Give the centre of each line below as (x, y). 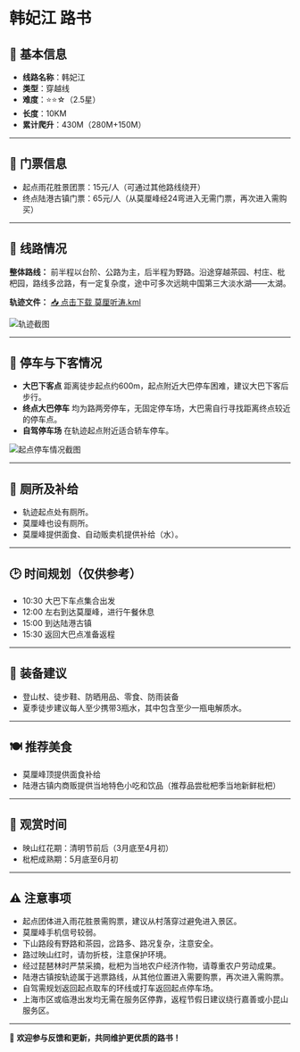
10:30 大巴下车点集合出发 (69, 601)
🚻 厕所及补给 (44, 489)
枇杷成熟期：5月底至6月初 (70, 859)
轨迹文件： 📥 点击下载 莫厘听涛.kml (75, 302)
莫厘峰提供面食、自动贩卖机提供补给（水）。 (102, 534)
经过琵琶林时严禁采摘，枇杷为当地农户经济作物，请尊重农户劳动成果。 (151, 966)
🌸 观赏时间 (38, 825)
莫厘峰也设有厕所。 (58, 523)
